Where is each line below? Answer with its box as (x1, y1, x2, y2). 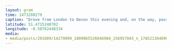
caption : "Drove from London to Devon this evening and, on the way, (5, 17, 157, 22)
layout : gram (5, 7, 33, 13)
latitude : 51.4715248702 (5, 21, 58, 27)
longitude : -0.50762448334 (5, 27, 63, 32)
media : (5, 31, 19, 36)
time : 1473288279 (5, 12, 42, 17)
